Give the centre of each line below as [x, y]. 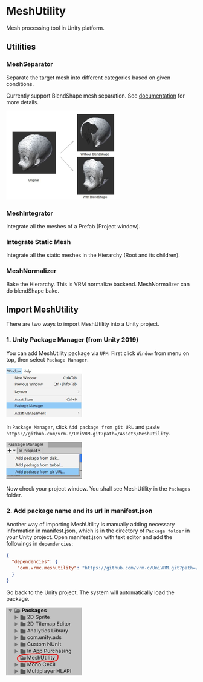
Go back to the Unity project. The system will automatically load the [91, 592]
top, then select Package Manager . [47, 359]
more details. [23, 102]
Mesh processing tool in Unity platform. [55, 28]
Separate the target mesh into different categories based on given [89, 78]
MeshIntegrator [30, 213]
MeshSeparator [30, 64]
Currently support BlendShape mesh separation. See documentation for [96, 96]
